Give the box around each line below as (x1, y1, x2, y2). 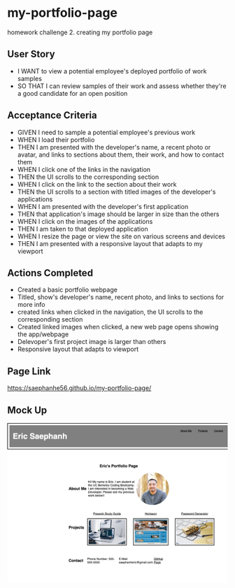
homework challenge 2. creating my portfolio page (7, 28, 153, 36)
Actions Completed (7, 267, 93, 279)
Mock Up (7, 404, 48, 416)
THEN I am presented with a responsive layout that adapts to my (17, 239, 203, 248)
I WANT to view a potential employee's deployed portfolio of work (17, 66, 207, 75)
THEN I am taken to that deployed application (17, 224, 148, 233)
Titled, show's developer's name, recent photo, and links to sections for (17, 293, 225, 301)
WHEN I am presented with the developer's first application (17, 202, 189, 210)
